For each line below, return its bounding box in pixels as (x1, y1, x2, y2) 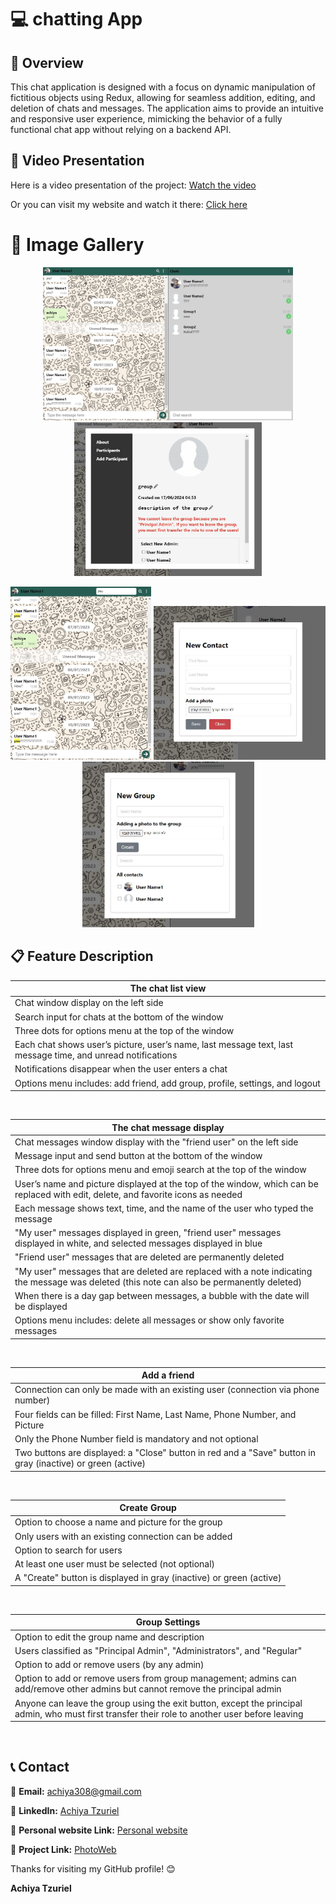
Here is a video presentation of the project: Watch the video (10, 179, 257, 191)
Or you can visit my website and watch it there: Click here (10, 198, 248, 210)
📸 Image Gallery (10, 234, 145, 256)
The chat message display (111, 1121, 225, 1133)
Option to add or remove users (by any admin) (14, 1659, 205, 1671)
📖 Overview (10, 54, 84, 71)
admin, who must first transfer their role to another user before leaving (14, 1707, 304, 1720)
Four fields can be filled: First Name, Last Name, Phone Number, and (14, 1408, 297, 1420)
